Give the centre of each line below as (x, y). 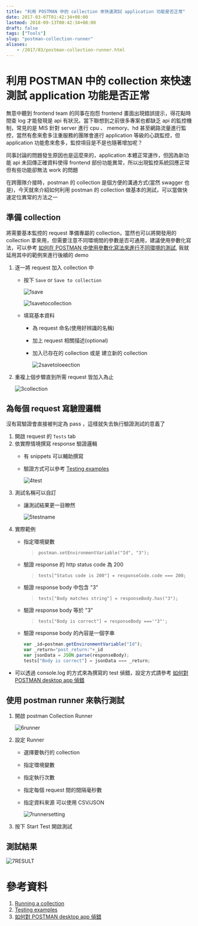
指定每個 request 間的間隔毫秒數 (62, 790)
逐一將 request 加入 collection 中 (54, 267)
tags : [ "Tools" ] (26, 34)
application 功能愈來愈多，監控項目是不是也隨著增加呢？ (75, 143)
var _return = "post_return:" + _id (63, 650)
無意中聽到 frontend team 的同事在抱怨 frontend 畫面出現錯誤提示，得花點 (96, 113)
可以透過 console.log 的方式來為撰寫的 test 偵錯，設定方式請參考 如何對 (101, 673)
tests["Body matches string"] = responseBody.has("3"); (108, 599)
